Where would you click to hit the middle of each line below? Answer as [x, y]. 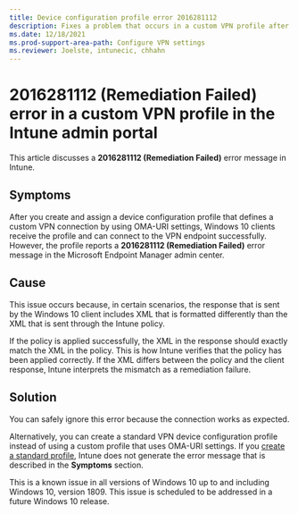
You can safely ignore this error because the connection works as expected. [149, 419]
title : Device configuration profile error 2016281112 [113, 17]
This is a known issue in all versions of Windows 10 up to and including [140, 482]
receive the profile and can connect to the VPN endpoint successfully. [138, 236]
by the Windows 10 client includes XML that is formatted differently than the [149, 314]
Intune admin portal [83, 133]
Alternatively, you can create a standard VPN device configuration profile [144, 436]
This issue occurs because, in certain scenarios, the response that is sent [145, 304]
